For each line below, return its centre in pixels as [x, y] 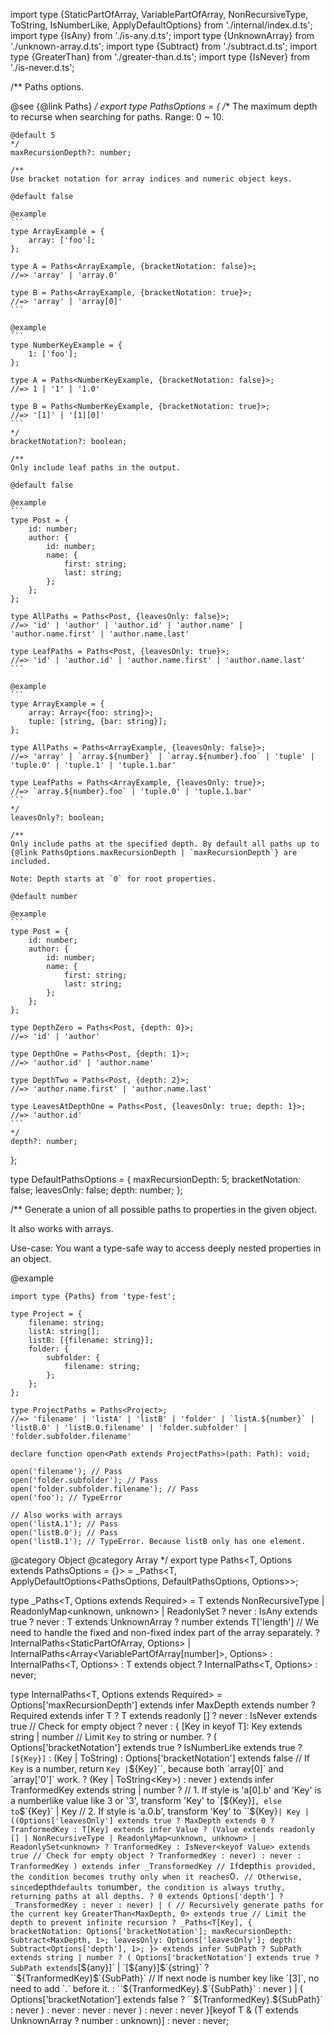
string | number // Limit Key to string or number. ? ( [113, 1737]
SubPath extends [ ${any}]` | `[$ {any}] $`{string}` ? [110, 1967]
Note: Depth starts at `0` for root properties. [113, 879]
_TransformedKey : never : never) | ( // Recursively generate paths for [167, 1905]
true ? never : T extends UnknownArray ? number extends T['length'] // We [164, 1622]
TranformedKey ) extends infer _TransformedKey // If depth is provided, [163, 1865]
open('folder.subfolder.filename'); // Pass [104, 1489]
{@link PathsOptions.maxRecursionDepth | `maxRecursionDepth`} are [154, 853]
